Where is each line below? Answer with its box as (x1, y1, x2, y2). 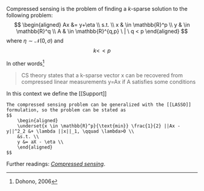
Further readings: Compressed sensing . (6, 160, 106, 167)
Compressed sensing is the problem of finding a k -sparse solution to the (6, 5, 188, 12)
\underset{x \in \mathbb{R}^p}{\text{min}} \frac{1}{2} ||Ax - (17, 123, 181, 129)
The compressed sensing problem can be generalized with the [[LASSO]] (6, 102, 191, 108)
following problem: (6, 12, 53, 19)
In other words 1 (6, 59, 44, 67)
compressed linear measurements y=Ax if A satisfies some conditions (21, 78, 196, 85)
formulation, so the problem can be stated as (6, 106, 126, 113)
